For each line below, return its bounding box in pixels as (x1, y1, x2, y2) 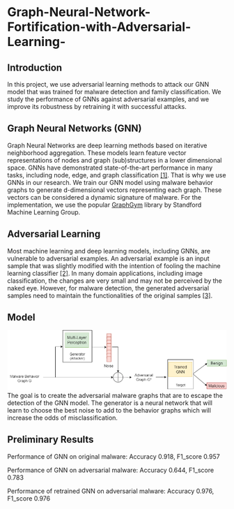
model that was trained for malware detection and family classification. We (7, 88, 221, 96)
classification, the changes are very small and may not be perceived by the (7, 276, 223, 285)
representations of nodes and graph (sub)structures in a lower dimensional (7, 156, 222, 164)
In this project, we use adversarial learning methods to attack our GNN (7, 80, 210, 88)
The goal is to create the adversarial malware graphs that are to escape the (7, 392, 223, 400)
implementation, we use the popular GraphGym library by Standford (7, 200, 202, 209)
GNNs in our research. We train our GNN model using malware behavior (7, 178, 214, 186)
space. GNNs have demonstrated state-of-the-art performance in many (7, 163, 213, 172)
